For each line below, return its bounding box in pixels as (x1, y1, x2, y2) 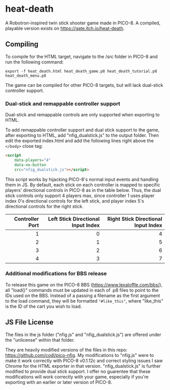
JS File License (5, 318, 54, 327)
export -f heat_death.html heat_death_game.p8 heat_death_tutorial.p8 (5, 69, 157, 74)
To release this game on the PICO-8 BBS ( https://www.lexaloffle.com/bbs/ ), (5, 281, 163, 287)
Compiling (5, 40, 39, 49)
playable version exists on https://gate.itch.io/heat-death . (5, 25, 125, 31)
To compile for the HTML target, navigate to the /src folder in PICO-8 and (5, 53, 158, 59)
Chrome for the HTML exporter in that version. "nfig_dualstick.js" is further (5, 363, 161, 369)
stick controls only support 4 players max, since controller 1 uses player (5, 192, 155, 199)
